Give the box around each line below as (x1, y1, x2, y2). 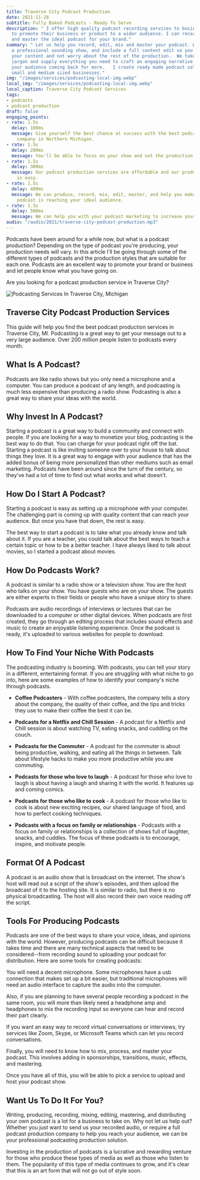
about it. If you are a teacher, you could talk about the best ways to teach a (6, 535, 190, 543)
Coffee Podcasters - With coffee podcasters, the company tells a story (14, 694, 190, 701)
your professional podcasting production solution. (6, 1137, 129, 1144)
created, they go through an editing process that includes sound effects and (6, 618, 193, 625)
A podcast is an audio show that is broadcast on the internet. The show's (6, 873, 186, 880)
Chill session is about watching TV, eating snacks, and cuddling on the (14, 724, 188, 731)
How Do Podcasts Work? (6, 565, 100, 575)
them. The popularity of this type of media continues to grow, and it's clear (6, 1161, 189, 1168)
